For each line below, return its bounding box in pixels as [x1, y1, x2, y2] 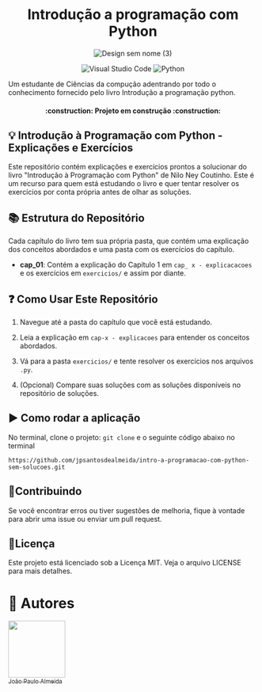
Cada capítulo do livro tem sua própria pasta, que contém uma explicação [8, 236, 249, 246]
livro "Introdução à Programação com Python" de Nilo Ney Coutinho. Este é [8, 170, 255, 180]
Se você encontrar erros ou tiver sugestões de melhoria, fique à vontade [8, 505, 245, 515]
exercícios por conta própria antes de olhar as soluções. [8, 188, 192, 197]
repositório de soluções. [19, 388, 99, 397]
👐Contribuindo [8, 485, 82, 498]
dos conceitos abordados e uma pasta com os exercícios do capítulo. [8, 245, 235, 254]
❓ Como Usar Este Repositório [8, 292, 158, 306]
